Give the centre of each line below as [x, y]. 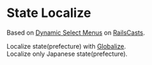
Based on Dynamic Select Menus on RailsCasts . [76, 32]
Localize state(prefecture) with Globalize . [66, 46]
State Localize [49, 13]
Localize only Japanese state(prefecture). [67, 54]
